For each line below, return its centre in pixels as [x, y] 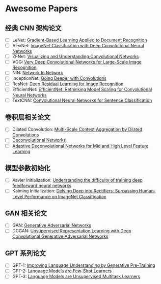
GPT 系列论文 [26, 253]
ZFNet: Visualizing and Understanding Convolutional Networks [75, 57]
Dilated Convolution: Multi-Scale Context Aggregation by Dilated [77, 129]
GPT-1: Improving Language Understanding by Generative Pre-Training [84, 265]
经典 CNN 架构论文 [33, 28]
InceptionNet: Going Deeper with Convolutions [59, 78]
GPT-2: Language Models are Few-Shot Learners [62, 271]
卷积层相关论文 [28, 117]
